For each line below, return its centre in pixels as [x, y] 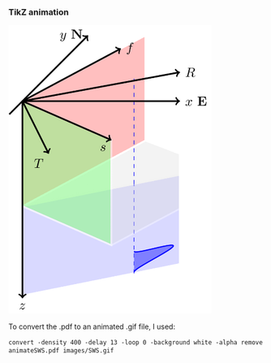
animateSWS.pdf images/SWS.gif [61, 351]
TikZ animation [39, 12]
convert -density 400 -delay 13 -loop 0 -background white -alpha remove [136, 343]
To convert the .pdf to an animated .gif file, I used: [92, 326]
